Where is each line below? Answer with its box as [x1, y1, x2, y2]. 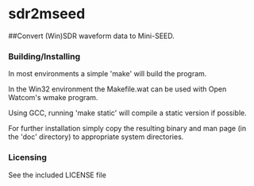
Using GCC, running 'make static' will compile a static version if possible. [8, 108, 248, 118]
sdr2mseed [8, 5, 86, 23]
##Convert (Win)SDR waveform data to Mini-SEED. [8, 31, 175, 41]
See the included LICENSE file [8, 170, 107, 180]
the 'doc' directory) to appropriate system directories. [8, 132, 184, 141]
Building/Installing [8, 51, 81, 62]
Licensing [8, 152, 48, 163]
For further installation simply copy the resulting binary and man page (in [8, 124, 247, 134]
